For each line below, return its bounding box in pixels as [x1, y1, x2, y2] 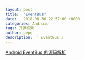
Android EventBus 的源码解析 [5, 49, 66, 55]
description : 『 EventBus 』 [5, 35, 65, 40]
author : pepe [5, 30, 33, 35]
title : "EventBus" [5, 12, 47, 17]
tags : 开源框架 [5, 26, 34, 31]
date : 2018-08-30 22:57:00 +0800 [5, 16, 80, 21]
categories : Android [5, 21, 49, 26]
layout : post [5, 7, 33, 12]
